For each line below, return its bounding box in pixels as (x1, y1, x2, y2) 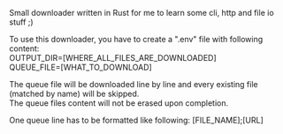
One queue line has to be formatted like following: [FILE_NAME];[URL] (9, 115, 264, 125)
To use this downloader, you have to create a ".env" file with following (9, 34, 264, 44)
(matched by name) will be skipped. (9, 88, 140, 99)
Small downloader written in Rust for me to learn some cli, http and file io (9, 8, 274, 18)
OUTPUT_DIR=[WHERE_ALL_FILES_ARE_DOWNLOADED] (9, 53, 217, 63)
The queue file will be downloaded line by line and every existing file (9, 79, 258, 89)
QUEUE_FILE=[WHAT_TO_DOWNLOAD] (9, 62, 152, 72)
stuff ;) (9, 17, 34, 27)
